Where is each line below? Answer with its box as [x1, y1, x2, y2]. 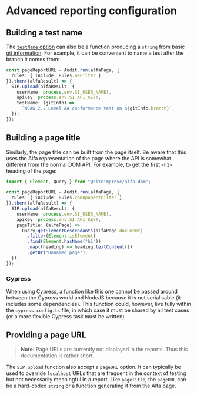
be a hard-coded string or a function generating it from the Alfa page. [6, 382, 176, 389]
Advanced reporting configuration [6, 4, 178, 18]
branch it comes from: [6, 56, 60, 62]
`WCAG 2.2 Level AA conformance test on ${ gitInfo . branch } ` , [21, 106, 175, 111]
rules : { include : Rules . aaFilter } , [11, 73, 104, 78]
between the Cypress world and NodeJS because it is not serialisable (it [6, 294, 181, 301]
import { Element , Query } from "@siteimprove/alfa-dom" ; [6, 179, 151, 185]
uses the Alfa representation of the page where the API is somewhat [6, 154, 172, 162]
